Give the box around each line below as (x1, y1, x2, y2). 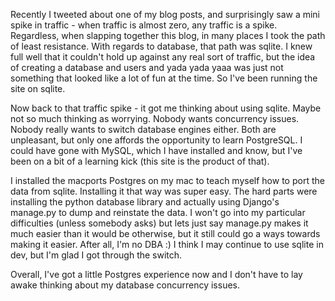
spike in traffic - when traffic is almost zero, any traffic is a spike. (10, 19, 278, 31)
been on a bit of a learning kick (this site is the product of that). (10, 155, 270, 167)
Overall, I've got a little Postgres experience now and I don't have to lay (10, 269, 303, 280)
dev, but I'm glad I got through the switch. (10, 249, 183, 261)
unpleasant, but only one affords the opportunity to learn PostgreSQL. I (10, 134, 303, 146)
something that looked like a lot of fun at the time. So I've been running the (10, 72, 318, 84)
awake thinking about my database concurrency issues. (10, 279, 240, 291)
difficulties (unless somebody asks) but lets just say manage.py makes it (10, 217, 309, 229)
